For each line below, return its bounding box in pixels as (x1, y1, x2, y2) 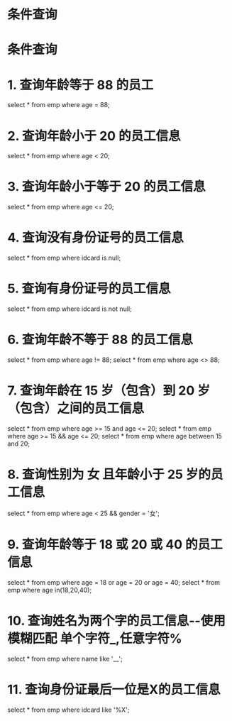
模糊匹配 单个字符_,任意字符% (7, 631, 182, 646)
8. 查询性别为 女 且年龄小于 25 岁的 (7, 466, 211, 483)
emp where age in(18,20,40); (7, 585, 92, 594)
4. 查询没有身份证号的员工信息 (7, 230, 184, 246)
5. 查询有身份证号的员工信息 (7, 281, 171, 297)
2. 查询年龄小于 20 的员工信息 (7, 128, 181, 144)
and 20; (7, 439, 31, 448)
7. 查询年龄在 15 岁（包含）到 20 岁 (7, 382, 211, 399)
